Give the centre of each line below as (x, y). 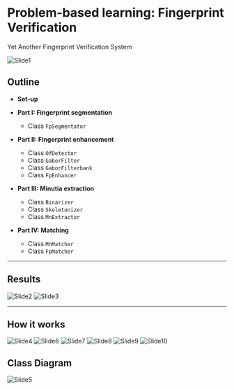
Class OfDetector (52, 153)
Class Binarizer (51, 202)
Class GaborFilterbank (60, 168)
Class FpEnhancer (52, 174)
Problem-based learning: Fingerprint (116, 13)
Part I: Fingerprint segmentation (65, 112)
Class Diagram (39, 363)
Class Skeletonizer (55, 209)
